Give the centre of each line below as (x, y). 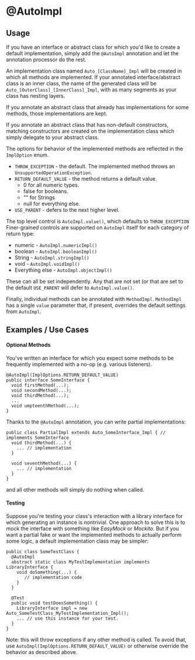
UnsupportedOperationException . (53, 172)
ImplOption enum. (27, 155)
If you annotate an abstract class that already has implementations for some (97, 107)
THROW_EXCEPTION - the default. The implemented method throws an (95, 166)
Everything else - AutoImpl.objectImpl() (63, 270)
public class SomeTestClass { (43, 551)
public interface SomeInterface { (48, 380)
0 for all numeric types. (51, 185)
